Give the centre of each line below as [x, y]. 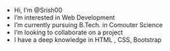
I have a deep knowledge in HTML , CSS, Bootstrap [88, 40]
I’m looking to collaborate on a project [69, 32]
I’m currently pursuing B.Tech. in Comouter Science [88, 25]
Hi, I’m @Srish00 [38, 10]
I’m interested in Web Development [64, 17]
